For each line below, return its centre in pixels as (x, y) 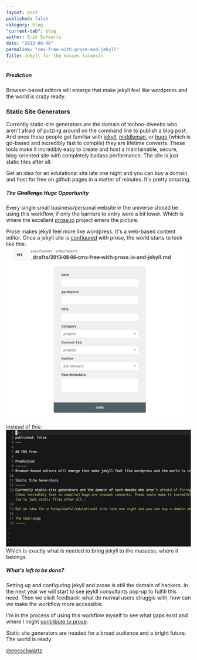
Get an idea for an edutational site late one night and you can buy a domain (97, 173)
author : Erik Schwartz (34, 37)
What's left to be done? (35, 570)
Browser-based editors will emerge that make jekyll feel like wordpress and (97, 90)
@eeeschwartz (24, 650)
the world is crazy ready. (36, 96)
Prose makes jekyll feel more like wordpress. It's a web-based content (91, 231)
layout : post (22, 12)
